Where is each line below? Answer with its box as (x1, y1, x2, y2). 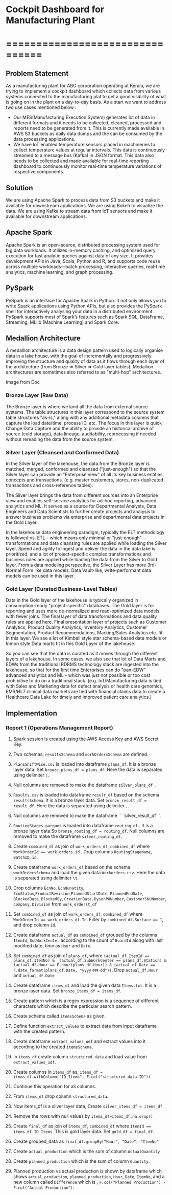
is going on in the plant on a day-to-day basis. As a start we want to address (6, 99, 166, 105)
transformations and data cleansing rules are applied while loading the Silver (6, 540, 167, 546)
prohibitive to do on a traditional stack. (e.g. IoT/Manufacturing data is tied (6, 678, 162, 684)
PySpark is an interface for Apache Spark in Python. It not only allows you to (6, 297, 166, 303)
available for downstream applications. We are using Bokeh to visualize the (6, 203, 163, 208)
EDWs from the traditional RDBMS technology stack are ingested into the (6, 661, 159, 668)
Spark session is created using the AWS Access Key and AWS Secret (13, 736, 159, 742)
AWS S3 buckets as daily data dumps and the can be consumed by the (13, 130, 163, 137)
